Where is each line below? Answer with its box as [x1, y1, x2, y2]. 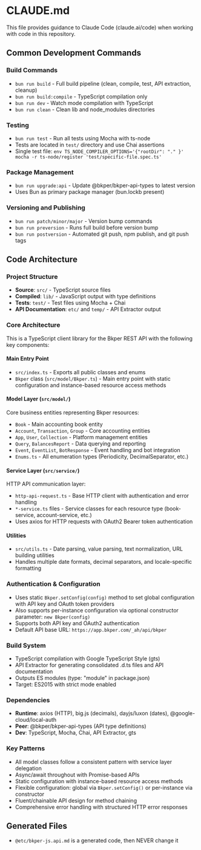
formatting [15, 564, 41, 572]
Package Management [6, 168, 74, 176]
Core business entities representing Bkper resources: [6, 408, 139, 416]
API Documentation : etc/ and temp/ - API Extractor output [15, 306, 161, 313]
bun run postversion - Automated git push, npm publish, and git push [15, 230, 189, 238]
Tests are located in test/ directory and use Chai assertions [15, 141, 165, 148]
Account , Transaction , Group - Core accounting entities [15, 427, 151, 434]
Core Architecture [6, 321, 61, 329]
